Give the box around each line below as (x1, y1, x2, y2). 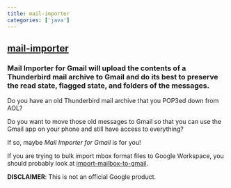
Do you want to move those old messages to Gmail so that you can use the (7, 118, 222, 126)
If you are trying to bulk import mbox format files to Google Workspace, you (7, 152, 224, 160)
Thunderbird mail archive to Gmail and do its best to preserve (7, 72, 218, 81)
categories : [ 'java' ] (7, 17, 70, 24)
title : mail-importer (7, 10, 70, 17)
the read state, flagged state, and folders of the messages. (7, 81, 210, 91)
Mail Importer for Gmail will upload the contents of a (7, 63, 186, 73)
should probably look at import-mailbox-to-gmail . (7, 159, 148, 168)
